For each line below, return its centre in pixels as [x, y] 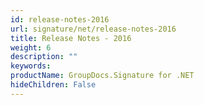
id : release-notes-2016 [60, 19]
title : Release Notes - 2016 [71, 38]
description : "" [44, 57]
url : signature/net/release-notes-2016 [93, 29]
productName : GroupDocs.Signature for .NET [102, 76]
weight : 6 [31, 47]
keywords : [31, 66]
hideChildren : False [53, 85]
